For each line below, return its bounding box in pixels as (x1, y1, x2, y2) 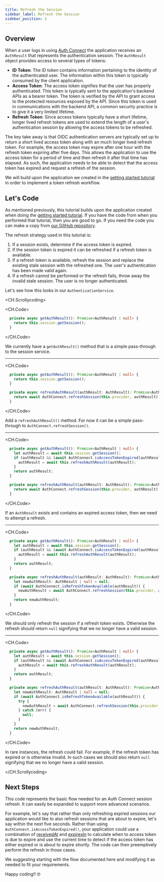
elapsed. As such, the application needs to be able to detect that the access (5, 160, 158, 166)
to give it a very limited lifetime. (12, 109, 75, 115)
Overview (5, 34, 36, 43)
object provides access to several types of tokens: (5, 58, 106, 64)
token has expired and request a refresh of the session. (5, 165, 116, 171)
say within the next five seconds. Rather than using (5, 821, 108, 827)
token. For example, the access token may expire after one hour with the (5, 144, 151, 150)
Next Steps (5, 783, 40, 791)
